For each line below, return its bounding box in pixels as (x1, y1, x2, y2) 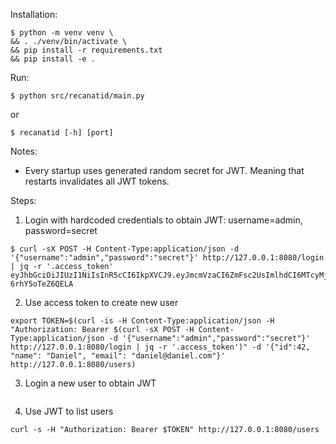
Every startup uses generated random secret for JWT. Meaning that (24, 165, 305, 176)
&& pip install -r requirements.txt (10, 45, 163, 55)
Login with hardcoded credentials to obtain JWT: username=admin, (24, 214, 303, 226)
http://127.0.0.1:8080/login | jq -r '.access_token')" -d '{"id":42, (10, 342, 311, 352)
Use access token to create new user (24, 297, 179, 308)
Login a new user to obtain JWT (24, 377, 157, 389)
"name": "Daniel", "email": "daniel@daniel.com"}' (10, 351, 226, 361)
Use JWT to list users (24, 405, 114, 417)
